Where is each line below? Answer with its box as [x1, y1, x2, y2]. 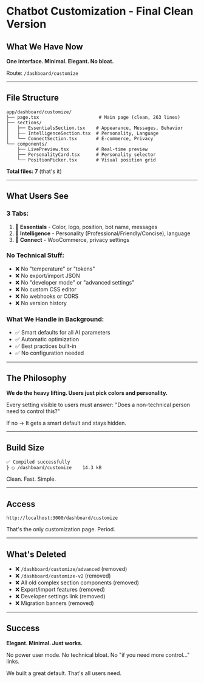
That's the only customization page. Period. [6, 526, 115, 533]
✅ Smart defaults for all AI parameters [15, 329, 110, 336]
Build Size [6, 443, 45, 453]
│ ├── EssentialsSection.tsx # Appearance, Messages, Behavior [6, 125, 183, 131]
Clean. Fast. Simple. [6, 475, 56, 483]
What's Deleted [6, 549, 67, 559]
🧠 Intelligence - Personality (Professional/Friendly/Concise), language [15, 230, 191, 237]
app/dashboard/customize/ [6, 108, 72, 115]
